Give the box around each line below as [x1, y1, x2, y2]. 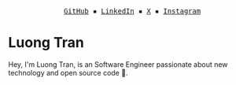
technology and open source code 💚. [8, 68, 128, 77]
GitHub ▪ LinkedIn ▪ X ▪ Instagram [63, 7, 201, 15]
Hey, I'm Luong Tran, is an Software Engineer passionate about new [8, 59, 228, 69]
